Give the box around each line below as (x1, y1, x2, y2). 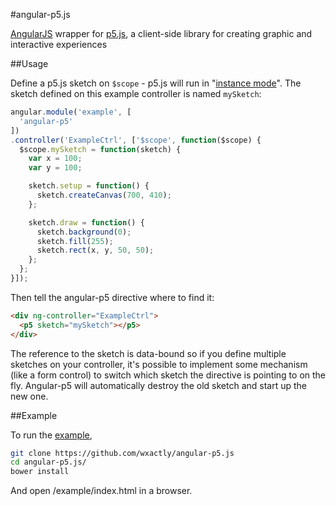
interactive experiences (10, 39, 108, 50)
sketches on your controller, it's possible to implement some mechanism (10, 358, 308, 370)
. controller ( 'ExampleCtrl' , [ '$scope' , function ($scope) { (10, 135, 262, 145)
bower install (10, 467, 70, 477)
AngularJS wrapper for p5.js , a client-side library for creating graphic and (10, 28, 313, 39)
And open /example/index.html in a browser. (10, 485, 193, 497)
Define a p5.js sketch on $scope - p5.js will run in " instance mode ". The (10, 77, 302, 89)
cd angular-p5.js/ (10, 457, 87, 468)
